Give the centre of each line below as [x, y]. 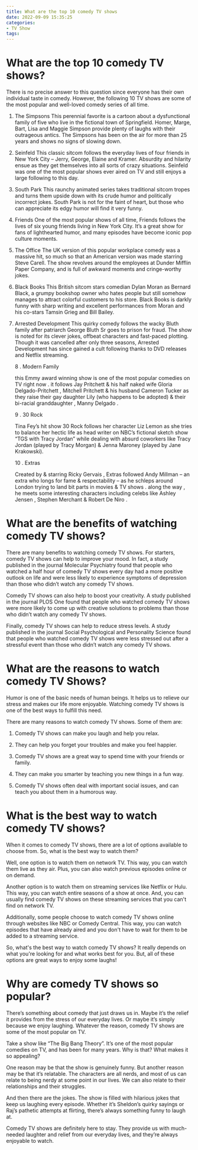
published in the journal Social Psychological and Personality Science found [98, 632]
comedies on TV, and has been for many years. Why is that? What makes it [97, 1049]
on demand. [21, 875]
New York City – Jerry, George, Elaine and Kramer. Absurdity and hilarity [103, 159]
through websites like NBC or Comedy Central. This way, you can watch [94, 923]
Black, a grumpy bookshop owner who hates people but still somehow [100, 293]
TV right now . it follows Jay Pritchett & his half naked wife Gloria [93, 384]
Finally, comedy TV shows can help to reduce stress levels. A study [88, 626]
